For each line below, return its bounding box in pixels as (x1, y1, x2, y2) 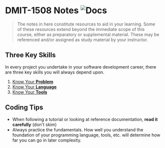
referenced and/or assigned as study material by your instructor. (17, 37, 148, 43)
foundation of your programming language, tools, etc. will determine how (12, 132, 161, 138)
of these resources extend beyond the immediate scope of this (17, 26, 145, 32)
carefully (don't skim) (12, 122, 57, 127)
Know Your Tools (12, 89, 48, 95)
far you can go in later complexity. (12, 137, 82, 143)
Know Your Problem (12, 78, 54, 84)
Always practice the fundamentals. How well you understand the (12, 126, 144, 132)
